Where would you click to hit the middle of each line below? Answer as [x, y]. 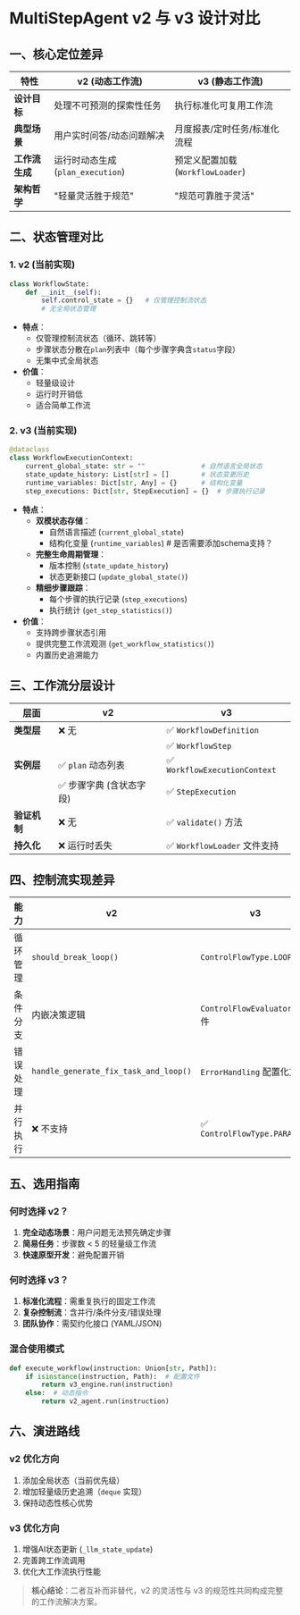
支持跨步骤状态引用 [71, 632]
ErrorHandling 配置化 [245, 1072]
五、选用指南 [45, 1184]
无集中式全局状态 [67, 361]
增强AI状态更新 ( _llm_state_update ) [87, 1549]
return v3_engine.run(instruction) [108, 1385]
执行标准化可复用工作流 [224, 105]
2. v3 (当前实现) [43, 431]
